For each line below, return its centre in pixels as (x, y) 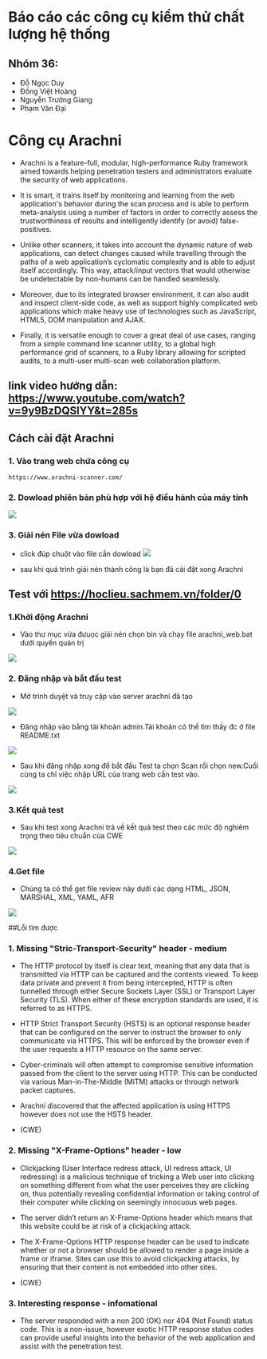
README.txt (40, 735)
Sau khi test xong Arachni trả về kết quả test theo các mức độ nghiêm (134, 827)
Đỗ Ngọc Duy (42, 83)
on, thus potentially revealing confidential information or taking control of (139, 1193)
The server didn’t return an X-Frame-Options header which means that (136, 1217)
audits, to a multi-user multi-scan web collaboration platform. (120, 361)
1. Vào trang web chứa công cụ (69, 461)
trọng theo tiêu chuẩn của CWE (71, 835)
